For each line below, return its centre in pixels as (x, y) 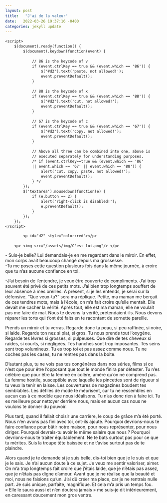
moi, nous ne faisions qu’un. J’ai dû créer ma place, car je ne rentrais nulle (82, 479)
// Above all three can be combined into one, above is (91, 152)
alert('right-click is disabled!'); (79, 202)
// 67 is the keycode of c (60, 122)
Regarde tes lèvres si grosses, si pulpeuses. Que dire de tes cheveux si (78, 338)
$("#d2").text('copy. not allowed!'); (81, 132)
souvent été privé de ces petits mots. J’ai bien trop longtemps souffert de (81, 286)
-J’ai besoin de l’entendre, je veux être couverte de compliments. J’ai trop (81, 281)
